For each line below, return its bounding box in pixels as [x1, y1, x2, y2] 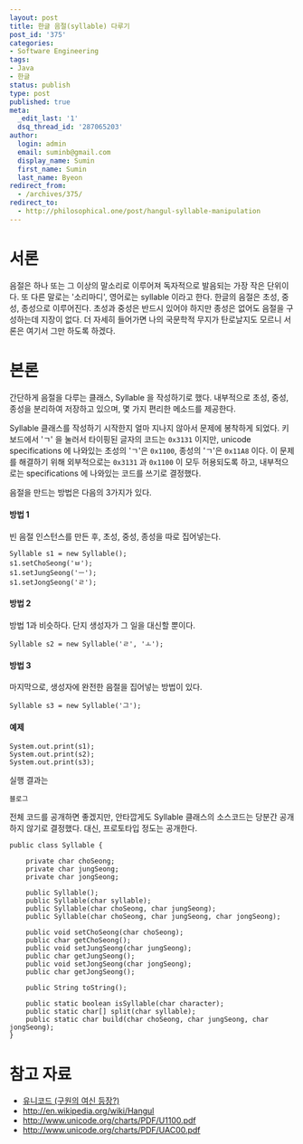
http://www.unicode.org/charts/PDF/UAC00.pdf [22, 1125, 201, 1136]
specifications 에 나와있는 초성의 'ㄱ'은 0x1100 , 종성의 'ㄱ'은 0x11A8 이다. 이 [9, 445, 279, 456]
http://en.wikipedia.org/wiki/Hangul [22, 1105, 155, 1117]
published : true [9, 97, 71, 107]
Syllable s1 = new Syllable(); [9, 549, 128, 558]
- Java [9, 64, 34, 73]
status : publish [9, 80, 71, 90]
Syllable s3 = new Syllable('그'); [9, 702, 142, 711]
